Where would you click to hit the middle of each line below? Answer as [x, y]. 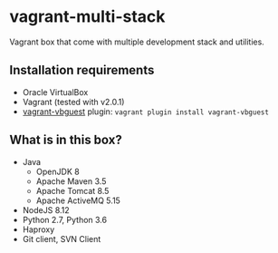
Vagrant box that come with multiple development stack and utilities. [137, 42]
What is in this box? [66, 140]
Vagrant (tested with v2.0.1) [73, 102]
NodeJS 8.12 [46, 209]
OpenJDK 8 [58, 171]
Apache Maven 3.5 [71, 181]
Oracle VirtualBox [55, 92]
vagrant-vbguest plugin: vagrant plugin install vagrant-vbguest [146, 112]
